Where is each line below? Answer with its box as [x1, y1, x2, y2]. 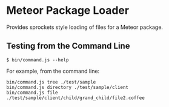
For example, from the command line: [6, 67, 100, 75]
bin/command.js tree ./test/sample [6, 79, 96, 85]
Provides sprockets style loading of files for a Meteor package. [6, 23, 164, 31]
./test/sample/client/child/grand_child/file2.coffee [6, 94, 145, 101]
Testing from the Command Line [6, 41, 130, 51]
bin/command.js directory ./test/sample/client [6, 84, 129, 90]
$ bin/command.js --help [6, 57, 69, 63]
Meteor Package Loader [6, 4, 129, 17]
